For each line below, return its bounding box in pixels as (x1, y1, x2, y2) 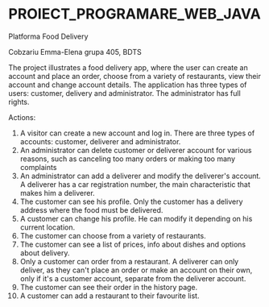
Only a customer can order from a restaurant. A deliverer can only (19, 256, 239, 266)
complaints (19, 162, 57, 172)
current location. (19, 222, 76, 232)
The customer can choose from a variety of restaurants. (19, 230, 207, 240)
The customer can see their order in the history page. (19, 282, 198, 292)
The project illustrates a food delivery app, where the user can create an (8, 62, 248, 73)
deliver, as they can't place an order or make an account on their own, (19, 265, 253, 275)
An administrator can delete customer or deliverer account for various (19, 145, 252, 155)
